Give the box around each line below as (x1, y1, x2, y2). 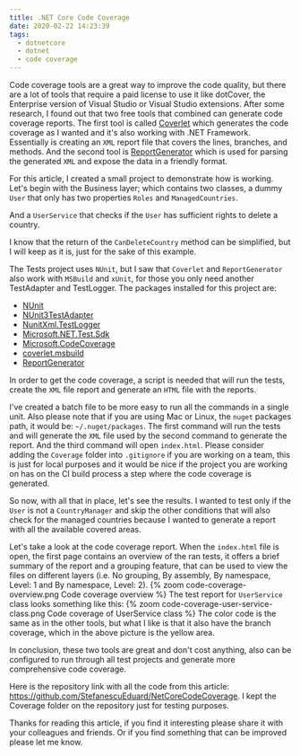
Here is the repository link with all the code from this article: (9, 681, 230, 691)
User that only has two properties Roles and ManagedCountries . (9, 192, 239, 203)
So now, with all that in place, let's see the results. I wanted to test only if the (9, 496, 291, 505)
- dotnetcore (17, 38, 66, 48)
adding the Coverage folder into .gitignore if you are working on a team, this (9, 450, 291, 460)
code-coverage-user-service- (161, 599, 273, 609)
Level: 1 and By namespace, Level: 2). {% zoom (9, 580, 184, 590)
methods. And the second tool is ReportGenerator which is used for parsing (9, 146, 288, 157)
